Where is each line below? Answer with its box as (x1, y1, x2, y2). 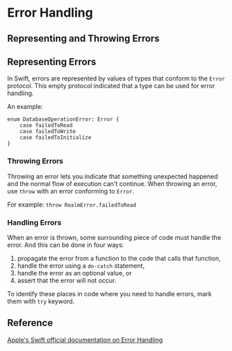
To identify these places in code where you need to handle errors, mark (7, 289, 212, 298)
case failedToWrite (19, 128, 76, 135)
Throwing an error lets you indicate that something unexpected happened (7, 172, 219, 180)
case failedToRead (19, 122, 73, 129)
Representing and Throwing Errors (7, 33, 160, 44)
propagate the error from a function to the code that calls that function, (17, 254, 221, 262)
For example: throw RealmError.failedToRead (7, 200, 137, 209)
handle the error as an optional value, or (17, 268, 132, 277)
